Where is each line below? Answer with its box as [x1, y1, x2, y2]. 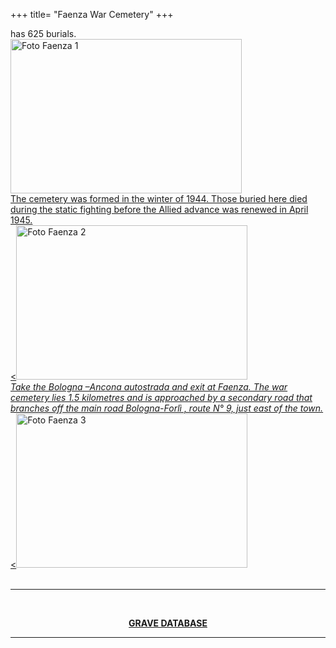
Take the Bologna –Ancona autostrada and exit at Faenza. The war [10, 381, 288, 393]
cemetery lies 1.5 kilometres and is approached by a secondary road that [10, 392, 313, 403]
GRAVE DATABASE [128, 617, 208, 629]
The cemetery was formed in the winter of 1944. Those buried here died [10, 193, 308, 204]
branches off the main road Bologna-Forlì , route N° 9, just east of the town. [10, 402, 324, 414]
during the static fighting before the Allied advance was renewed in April [10, 204, 309, 215]
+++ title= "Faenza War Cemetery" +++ [10, 9, 174, 20]
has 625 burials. [10, 28, 77, 39]
